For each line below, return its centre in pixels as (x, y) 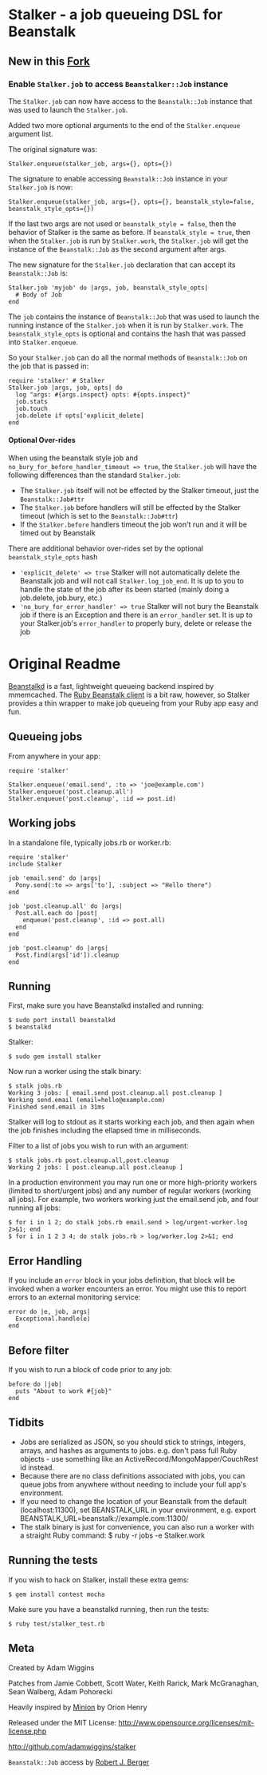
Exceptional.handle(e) (53, 1319)
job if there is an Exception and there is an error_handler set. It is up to (136, 615)
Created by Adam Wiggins (51, 1667)
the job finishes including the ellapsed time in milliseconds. (105, 1130)
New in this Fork (49, 61)
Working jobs (42, 824)
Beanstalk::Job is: (38, 273)
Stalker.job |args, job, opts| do (66, 388)
